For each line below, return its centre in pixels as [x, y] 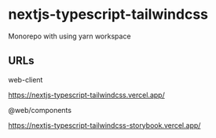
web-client [26, 79]
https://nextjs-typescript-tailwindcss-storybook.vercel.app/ [104, 125]
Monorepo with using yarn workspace [70, 36]
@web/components [40, 110]
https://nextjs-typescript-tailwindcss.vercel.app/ [86, 95]
